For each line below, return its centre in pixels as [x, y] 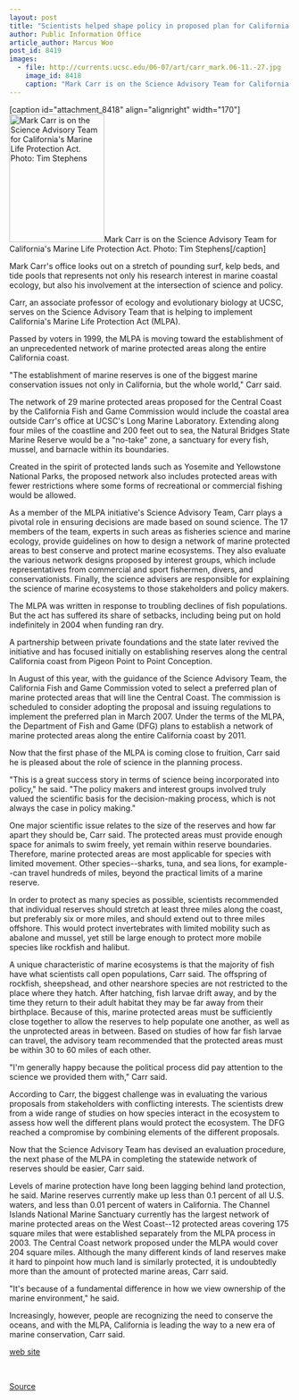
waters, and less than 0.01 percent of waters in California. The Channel [140, 1204]
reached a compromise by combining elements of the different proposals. [145, 1132]
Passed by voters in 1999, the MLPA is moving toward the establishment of [146, 338]
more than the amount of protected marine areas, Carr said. [119, 1271]
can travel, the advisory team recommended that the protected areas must [146, 1040]
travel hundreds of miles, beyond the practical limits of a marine [145, 873]
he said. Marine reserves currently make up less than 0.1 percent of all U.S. [146, 1195]
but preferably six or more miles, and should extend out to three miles [137, 918]
